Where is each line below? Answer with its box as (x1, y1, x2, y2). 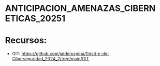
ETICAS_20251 (5, 13, 66, 24)
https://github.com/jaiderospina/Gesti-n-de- (21, 51, 110, 56)
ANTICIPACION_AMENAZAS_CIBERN (5, 3, 156, 14)
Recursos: (5, 35, 47, 46)
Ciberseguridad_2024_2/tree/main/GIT (12, 56, 89, 62)
